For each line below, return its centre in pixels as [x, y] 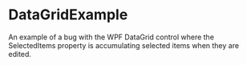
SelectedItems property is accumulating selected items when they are [123, 45]
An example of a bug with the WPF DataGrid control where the [111, 37]
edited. [20, 54]
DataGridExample [68, 15]
